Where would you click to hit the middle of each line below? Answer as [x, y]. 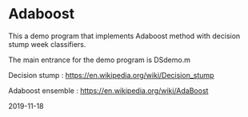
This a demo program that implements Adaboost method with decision [124, 36]
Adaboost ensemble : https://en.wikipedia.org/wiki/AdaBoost [108, 90]
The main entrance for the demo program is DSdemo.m [99, 60]
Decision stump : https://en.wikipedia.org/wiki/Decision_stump [111, 75]
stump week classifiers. [47, 44]
